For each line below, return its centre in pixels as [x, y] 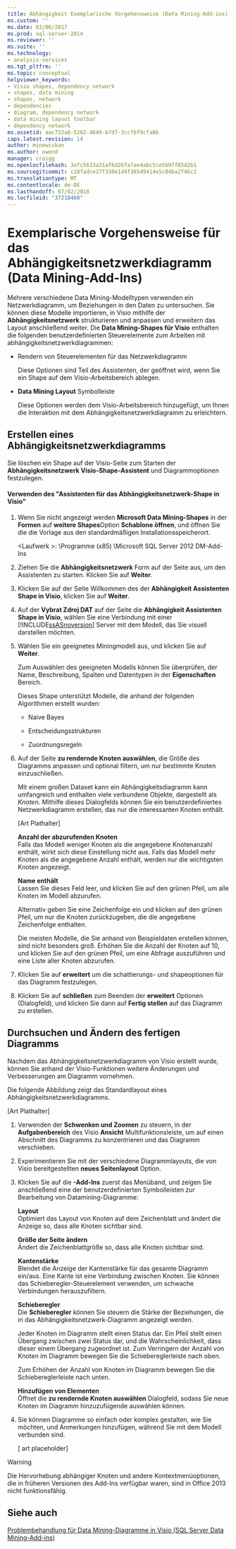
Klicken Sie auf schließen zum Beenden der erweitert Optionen [110, 996]
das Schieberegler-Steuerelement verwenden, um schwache [106, 1283]
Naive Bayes [46, 717]
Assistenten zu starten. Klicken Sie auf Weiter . [85, 575]
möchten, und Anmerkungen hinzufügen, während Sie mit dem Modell [119, 1427]
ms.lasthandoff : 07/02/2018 [49, 192]
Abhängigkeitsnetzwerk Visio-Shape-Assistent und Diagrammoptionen [113, 470]
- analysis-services [38, 60]
